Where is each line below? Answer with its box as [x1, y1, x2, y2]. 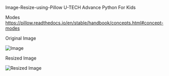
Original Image [5, 35, 36, 41]
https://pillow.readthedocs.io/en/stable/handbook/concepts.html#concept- [5, 20, 164, 26]
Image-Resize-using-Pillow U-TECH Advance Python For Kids [5, 5, 136, 10]
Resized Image [5, 55, 37, 61]
